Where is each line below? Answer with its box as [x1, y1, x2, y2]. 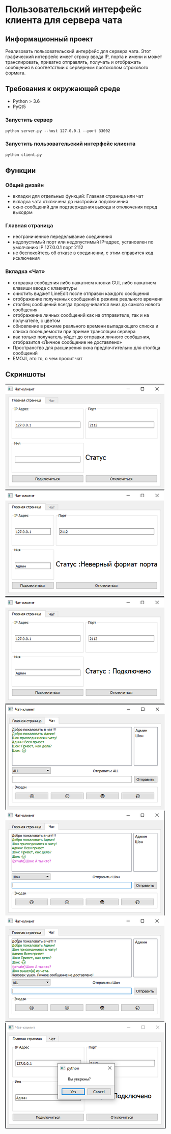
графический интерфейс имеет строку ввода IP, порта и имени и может [5, 53, 162, 60]
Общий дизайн [5, 181, 44, 188]
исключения [12, 255, 40, 261]
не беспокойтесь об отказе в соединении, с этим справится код [12, 250, 154, 256]
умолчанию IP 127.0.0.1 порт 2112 [12, 245, 84, 251]
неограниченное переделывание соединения [12, 233, 112, 240]
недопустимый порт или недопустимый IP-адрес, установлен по [12, 239, 154, 245]
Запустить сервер [5, 116, 53, 123]
